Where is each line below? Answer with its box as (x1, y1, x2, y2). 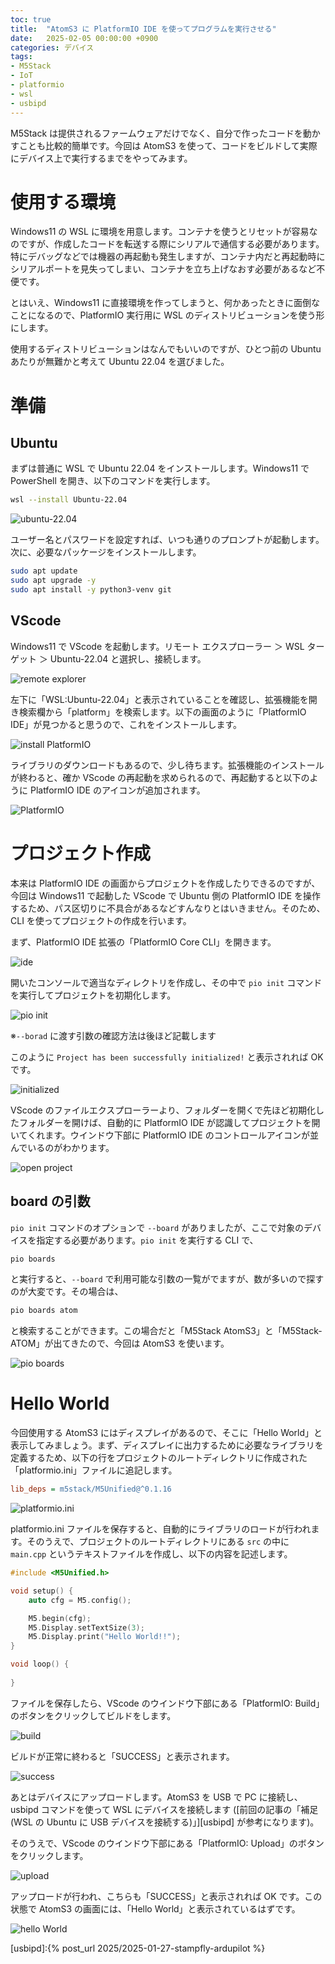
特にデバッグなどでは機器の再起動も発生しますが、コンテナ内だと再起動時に (10, 251, 326, 263)
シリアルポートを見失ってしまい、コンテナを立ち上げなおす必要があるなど (10, 263, 317, 275)
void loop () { (10, 1659, 70, 1670)
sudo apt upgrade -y (10, 576, 97, 586)
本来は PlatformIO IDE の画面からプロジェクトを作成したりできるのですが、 (10, 877, 321, 889)
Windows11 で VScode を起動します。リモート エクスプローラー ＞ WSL (10, 640, 305, 652)
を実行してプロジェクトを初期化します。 (10, 989, 177, 1001)
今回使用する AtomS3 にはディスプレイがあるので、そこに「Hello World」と (10, 1427, 323, 1439)
